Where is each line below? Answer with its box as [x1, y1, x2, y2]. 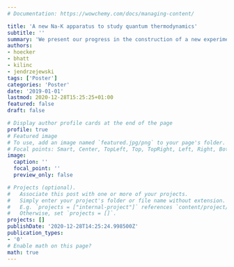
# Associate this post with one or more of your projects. [7, 190, 189, 197]
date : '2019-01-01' [7, 88, 64, 95]
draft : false [7, 107, 45, 114]
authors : [7, 43, 33, 49]
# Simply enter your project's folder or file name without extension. [7, 197, 226, 204]
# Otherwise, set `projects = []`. [7, 210, 117, 217]
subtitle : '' [7, 29, 45, 36]
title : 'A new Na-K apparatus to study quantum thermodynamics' [7, 22, 198, 30]
